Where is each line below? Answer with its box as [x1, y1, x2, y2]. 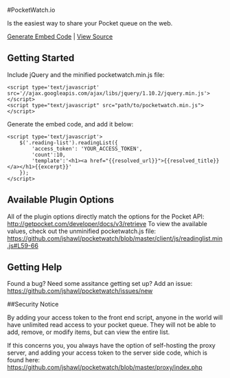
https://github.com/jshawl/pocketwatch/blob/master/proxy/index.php [7, 364, 203, 372]
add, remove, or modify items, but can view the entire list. [7, 328, 170, 336]
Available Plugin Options [7, 194, 115, 205]
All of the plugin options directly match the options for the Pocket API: [7, 212, 205, 221]
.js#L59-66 [7, 241, 39, 249]
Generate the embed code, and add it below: [7, 120, 134, 128]
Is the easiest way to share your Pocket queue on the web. [7, 19, 173, 27]
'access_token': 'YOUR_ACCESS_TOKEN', [32, 145, 143, 152]
